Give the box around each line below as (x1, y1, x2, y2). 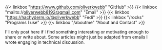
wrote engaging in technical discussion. (5, 39, 85, 45)
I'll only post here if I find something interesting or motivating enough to (5, 29, 149, 34)
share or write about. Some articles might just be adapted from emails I (5, 34, 148, 40)
